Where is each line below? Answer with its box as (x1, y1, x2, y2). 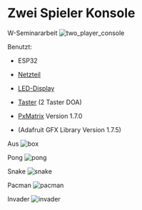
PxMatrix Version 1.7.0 (17, 111, 83, 120)
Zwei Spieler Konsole (7, 5, 136, 21)
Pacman (7, 181, 32, 189)
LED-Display (17, 84, 55, 92)
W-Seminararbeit (7, 29, 58, 37)
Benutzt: (7, 42, 32, 51)
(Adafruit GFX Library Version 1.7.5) (17, 125, 121, 134)
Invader (7, 194, 30, 203)
